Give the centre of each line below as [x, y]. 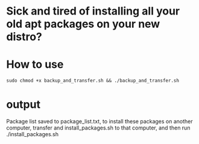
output [24, 105]
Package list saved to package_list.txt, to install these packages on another [99, 122]
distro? [24, 37]
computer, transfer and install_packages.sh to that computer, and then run [98, 128]
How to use [35, 64]
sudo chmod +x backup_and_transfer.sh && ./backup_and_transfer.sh [93, 81]
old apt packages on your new [83, 24]
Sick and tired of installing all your [93, 11]
